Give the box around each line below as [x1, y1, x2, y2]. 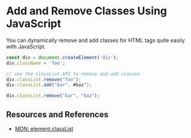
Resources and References [6, 109, 109, 119]
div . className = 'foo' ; [6, 60, 66, 66]
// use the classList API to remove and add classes [6, 70, 140, 77]
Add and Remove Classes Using [6, 4, 167, 18]
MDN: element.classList [14, 125, 73, 132]
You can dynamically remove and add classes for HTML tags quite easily [6, 36, 185, 44]
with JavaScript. [6, 43, 46, 50]
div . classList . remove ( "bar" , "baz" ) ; [6, 93, 100, 99]
